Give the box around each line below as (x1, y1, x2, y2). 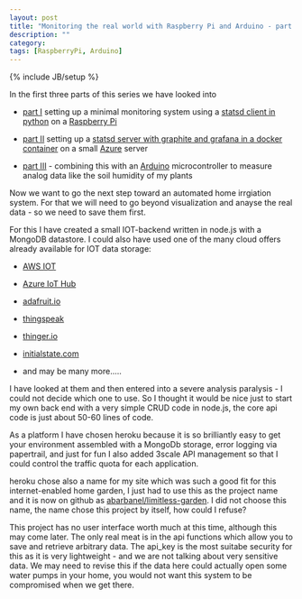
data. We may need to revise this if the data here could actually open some (9, 560, 288, 571)
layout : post (9, 13, 59, 23)
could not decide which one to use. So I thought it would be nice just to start (9, 393, 293, 404)
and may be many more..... (22, 366, 122, 377)
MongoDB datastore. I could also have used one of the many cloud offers (9, 234, 281, 244)
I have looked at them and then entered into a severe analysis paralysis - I (9, 383, 283, 394)
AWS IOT (22, 261, 57, 272)
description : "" (9, 30, 70, 39)
